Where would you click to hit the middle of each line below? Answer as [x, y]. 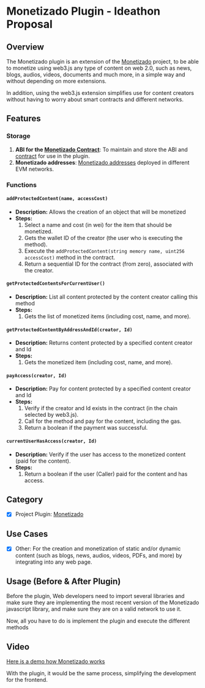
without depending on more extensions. [57, 81]
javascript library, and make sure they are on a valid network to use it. [94, 609]
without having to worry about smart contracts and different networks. [95, 99]
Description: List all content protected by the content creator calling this [106, 297]
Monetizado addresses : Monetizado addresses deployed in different [102, 162]
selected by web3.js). [51, 415]
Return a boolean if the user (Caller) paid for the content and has [106, 474]
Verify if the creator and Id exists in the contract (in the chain [101, 408]
